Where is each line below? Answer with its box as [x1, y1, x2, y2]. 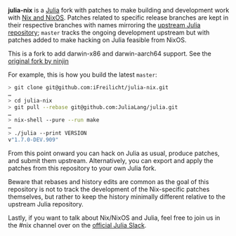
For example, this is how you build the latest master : [8, 70, 157, 79]
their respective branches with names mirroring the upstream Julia [8, 21, 201, 29]
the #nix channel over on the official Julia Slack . [8, 221, 147, 229]
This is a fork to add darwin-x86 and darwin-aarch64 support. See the [8, 49, 211, 58]
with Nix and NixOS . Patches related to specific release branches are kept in [8, 13, 229, 22]
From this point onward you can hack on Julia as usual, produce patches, [8, 149, 220, 157]
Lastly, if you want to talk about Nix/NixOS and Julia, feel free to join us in [8, 214, 221, 222]
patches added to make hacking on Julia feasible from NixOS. [8, 36, 187, 44]
